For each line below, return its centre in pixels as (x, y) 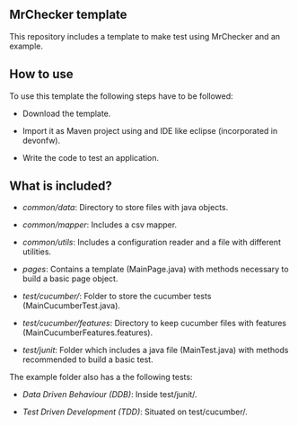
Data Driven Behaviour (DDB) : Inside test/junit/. (110, 395)
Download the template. (66, 113)
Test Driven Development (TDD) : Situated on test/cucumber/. (135, 412)
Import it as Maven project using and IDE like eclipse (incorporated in (150, 130)
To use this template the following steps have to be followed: (121, 96)
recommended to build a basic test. (88, 359)
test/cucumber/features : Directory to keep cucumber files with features (154, 324)
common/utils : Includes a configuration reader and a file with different (151, 243)
